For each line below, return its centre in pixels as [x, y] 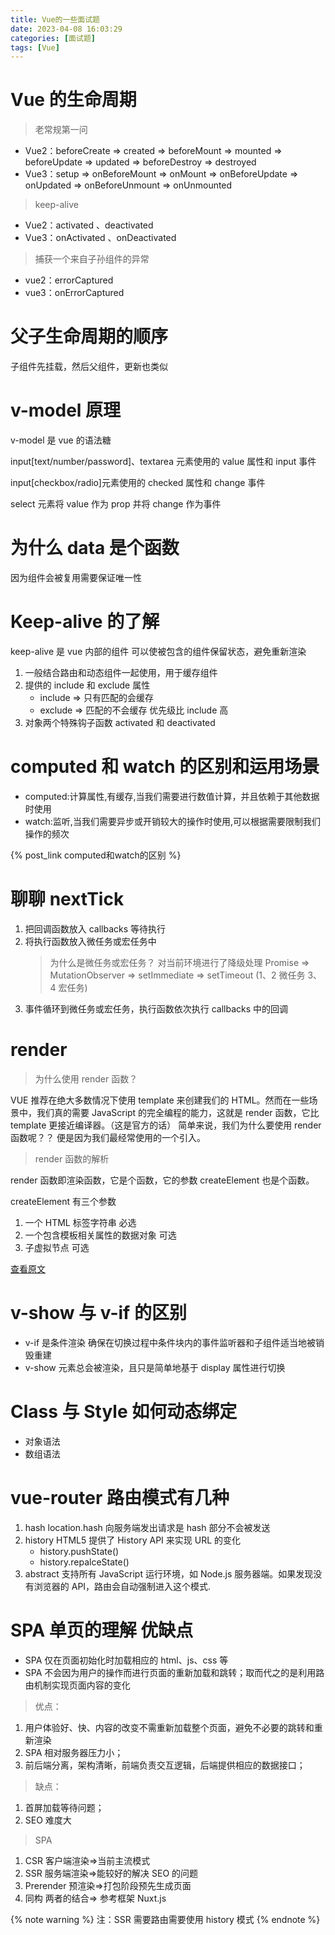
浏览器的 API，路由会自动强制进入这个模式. [122, 1586]
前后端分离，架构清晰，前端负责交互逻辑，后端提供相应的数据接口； [165, 1765]
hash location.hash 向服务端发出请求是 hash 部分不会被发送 [147, 1527]
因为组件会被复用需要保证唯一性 [76, 577]
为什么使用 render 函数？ [86, 1078]
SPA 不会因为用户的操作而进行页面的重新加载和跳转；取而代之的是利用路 [174, 1672]
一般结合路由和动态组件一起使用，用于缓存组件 [121, 672]
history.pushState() [79, 1551]
